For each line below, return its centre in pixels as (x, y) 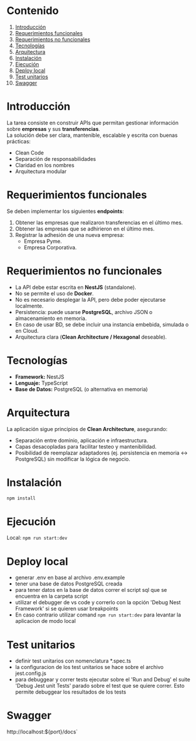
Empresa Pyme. (43, 241)
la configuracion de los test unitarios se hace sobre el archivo (89, 667)
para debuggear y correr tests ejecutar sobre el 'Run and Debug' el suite (103, 680)
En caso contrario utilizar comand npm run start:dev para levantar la (98, 615)
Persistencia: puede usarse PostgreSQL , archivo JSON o (84, 312)
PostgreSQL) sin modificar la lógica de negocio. (73, 459)
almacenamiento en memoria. (51, 318)
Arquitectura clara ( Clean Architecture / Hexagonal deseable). (91, 337)
